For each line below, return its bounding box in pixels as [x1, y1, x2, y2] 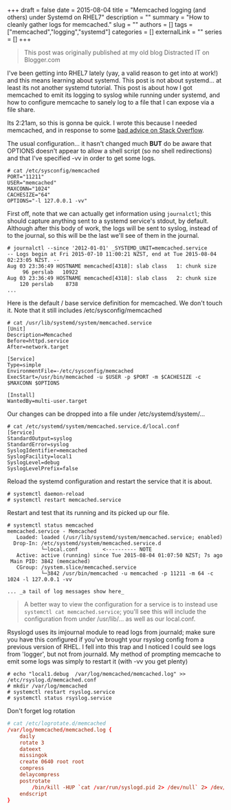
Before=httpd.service [7, 338, 69, 344]
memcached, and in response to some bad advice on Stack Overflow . [7, 127, 204, 134]
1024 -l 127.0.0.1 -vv [7, 576, 72, 583]
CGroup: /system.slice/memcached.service [16, 564, 137, 571]
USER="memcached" [7, 179, 57, 186]
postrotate [19, 777, 51, 785]
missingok [19, 752, 48, 759]
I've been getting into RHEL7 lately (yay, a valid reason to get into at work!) [7, 69, 219, 77]
